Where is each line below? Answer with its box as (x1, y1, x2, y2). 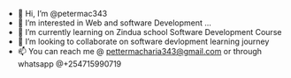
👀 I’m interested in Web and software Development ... (17, 18, 212, 28)
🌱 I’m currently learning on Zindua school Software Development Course (17, 27, 282, 37)
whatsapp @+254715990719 (17, 59, 122, 69)
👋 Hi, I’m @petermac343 (17, 9, 108, 18)
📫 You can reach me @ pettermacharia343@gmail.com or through (17, 46, 263, 56)
